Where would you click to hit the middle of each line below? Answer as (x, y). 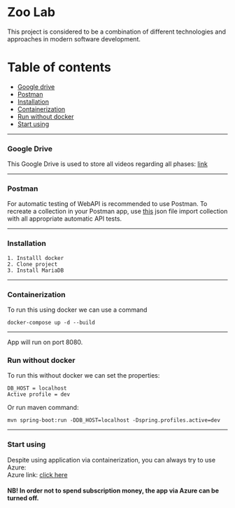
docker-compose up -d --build (51, 323)
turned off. (23, 498)
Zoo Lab (31, 12)
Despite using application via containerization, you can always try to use (111, 460)
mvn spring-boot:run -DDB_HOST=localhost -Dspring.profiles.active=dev (114, 420)
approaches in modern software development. (74, 39)
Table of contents (59, 68)
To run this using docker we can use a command (77, 310)
